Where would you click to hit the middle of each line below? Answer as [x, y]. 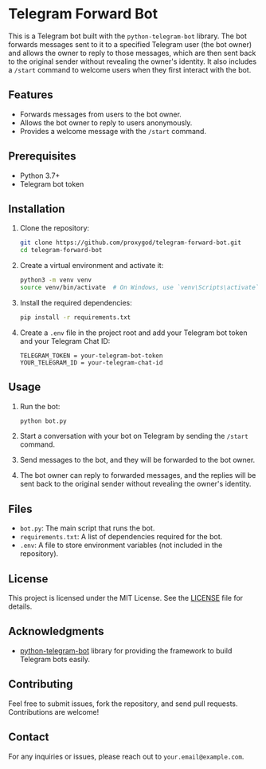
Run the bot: [40, 406]
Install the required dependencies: [76, 302]
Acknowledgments [57, 631]
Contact [29, 737]
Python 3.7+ [40, 175]
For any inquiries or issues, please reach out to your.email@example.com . [126, 756]
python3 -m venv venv [56, 280]
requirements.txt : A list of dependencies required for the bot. [121, 537]
